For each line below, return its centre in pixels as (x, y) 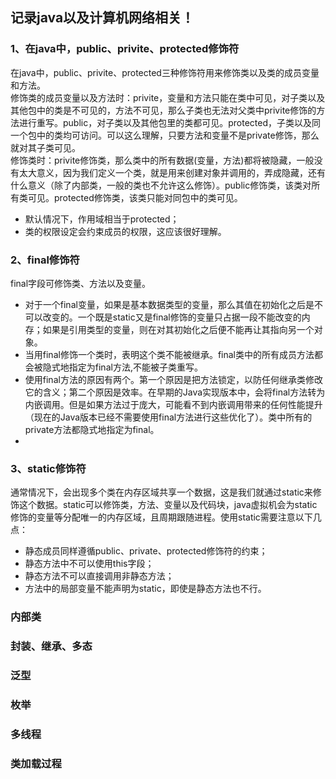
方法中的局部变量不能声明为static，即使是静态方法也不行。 (145, 589)
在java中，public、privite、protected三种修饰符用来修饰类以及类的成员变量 (165, 72)
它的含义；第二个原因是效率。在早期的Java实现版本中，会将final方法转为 (175, 392)
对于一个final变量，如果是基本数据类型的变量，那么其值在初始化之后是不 (173, 304)
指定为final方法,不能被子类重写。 (135, 367)
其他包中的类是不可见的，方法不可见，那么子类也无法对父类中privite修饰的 (163, 110)
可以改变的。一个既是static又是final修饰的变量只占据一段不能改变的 (163, 317)
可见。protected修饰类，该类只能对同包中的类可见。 (135, 197)
